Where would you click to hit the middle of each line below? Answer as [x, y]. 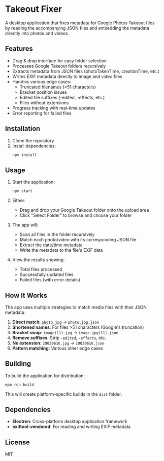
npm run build [20, 384]
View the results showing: [38, 260]
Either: [19, 200]
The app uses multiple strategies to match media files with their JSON [76, 307]
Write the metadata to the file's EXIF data [61, 250]
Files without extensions [44, 103]
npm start [22, 191]
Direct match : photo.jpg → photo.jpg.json [56, 322]
